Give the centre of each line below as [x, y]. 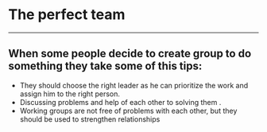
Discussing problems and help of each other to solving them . [120, 102]
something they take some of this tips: [105, 66]
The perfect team [67, 15]
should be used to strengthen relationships [90, 119]
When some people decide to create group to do [130, 54]
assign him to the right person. [70, 94]
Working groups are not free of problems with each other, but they [128, 111]
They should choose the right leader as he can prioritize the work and [134, 85]
